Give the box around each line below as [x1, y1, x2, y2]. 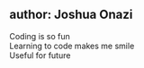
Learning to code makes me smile [9, 40, 135, 51]
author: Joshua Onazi [9, 7, 133, 22]
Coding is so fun [9, 30, 70, 41]
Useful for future [9, 49, 71, 61]
